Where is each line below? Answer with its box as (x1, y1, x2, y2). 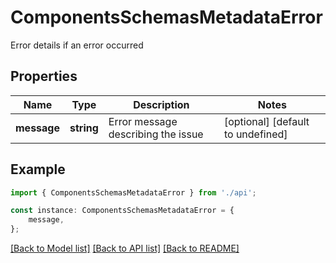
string (69, 121, 99, 135)
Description (133, 97, 190, 111)
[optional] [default (223, 114, 310, 128)
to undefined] (223, 127, 288, 141)
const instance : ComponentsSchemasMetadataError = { (10, 206, 235, 216)
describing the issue (108, 127, 204, 141)
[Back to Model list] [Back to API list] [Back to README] (10, 242, 240, 255)
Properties (10, 68, 78, 85)
